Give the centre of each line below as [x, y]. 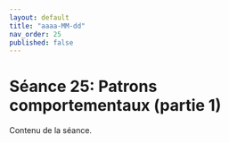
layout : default [39, 17]
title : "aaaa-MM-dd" [48, 26]
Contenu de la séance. [50, 130]
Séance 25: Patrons [83, 87]
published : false [41, 42]
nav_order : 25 [36, 34]
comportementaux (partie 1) [115, 106]
